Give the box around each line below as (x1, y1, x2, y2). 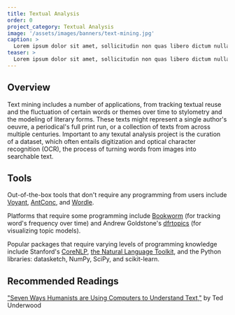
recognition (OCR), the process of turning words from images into (7, 145, 197, 153)
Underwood (7, 301, 42, 309)
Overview (7, 82, 51, 94)
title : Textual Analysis (7, 10, 80, 17)
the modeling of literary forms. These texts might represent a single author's (7, 115, 227, 123)
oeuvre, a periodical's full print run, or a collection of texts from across (7, 122, 211, 131)
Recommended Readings (7, 275, 119, 287)
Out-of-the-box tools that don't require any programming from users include (7, 191, 227, 199)
